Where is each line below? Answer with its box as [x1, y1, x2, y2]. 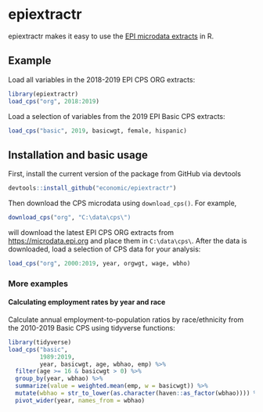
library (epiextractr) [8, 90, 79, 98]
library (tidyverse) [8, 338, 72, 346]
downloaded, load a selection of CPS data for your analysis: [8, 244, 201, 254]
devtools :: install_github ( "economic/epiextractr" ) [8, 184, 177, 193]
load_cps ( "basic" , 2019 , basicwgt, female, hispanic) [8, 127, 188, 135]
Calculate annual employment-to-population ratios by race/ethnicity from [8, 315, 244, 324]
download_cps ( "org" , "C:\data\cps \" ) [8, 214, 131, 222]
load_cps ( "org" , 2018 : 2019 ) [8, 97, 100, 105]
